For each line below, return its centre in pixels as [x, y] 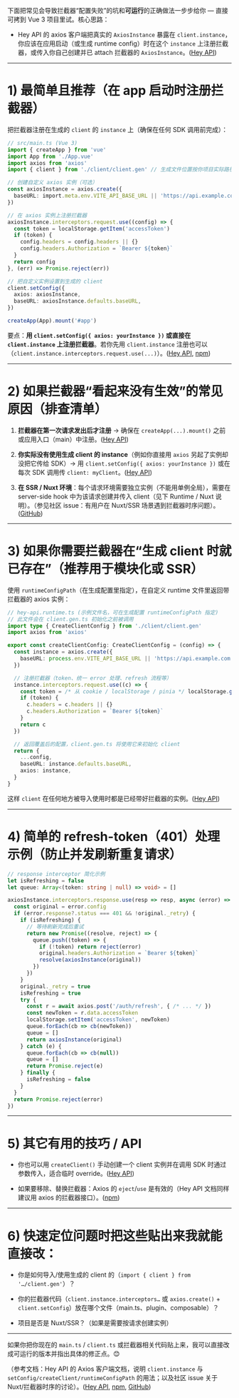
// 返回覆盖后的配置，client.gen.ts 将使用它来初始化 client [97, 744]
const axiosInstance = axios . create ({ [65, 189]
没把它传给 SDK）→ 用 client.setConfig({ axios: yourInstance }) [117, 463]
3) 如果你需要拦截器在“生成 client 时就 [119, 551]
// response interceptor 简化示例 [56, 874]
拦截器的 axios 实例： [39, 599]
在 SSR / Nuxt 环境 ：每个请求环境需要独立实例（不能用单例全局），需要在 [124, 487]
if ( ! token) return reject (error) [90, 947]
